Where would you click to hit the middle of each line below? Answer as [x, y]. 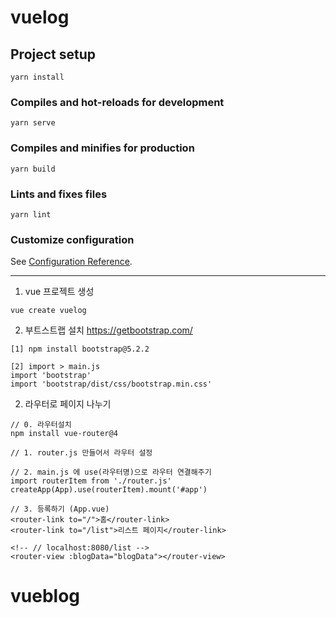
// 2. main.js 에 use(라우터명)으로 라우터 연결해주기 [111, 472]
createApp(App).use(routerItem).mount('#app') [109, 490]
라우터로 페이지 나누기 [68, 404]
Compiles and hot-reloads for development [117, 102]
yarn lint [31, 214]
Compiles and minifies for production [102, 148]
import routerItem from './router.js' [91, 481]
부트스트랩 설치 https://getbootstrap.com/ [108, 330]
